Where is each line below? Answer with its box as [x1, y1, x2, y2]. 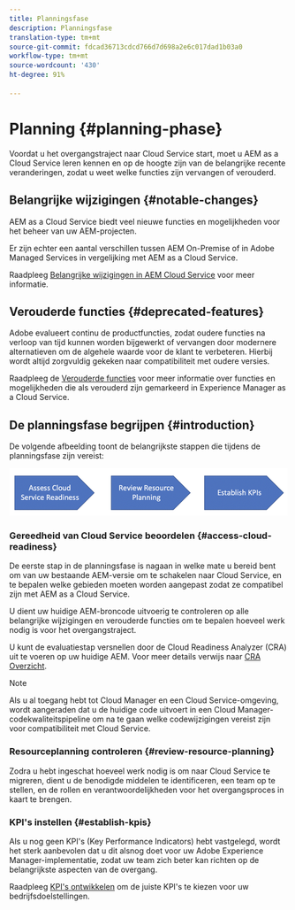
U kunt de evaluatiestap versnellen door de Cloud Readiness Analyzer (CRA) [9, 642, 287, 652]
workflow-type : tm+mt [9, 51, 89, 61]
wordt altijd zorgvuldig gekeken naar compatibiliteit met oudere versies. [9, 356, 270, 366]
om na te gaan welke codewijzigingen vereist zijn [92, 713, 271, 725]
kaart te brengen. [9, 793, 72, 805]
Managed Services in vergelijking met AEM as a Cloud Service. [9, 252, 238, 263]
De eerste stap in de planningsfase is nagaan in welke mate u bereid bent [9, 560, 276, 571]
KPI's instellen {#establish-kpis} [9, 815, 152, 828]
